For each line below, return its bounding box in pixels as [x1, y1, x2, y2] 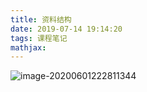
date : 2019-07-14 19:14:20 [10, 24, 123, 34]
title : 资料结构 [10, 14, 72, 25]
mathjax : [10, 42, 47, 53]
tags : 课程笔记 [10, 33, 68, 43]
